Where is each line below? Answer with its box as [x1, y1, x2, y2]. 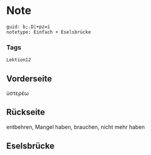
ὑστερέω [6, 89, 29, 97]
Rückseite [6, 107, 46, 117]
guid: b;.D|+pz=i [6, 24, 51, 30]
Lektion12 [6, 57, 32, 63]
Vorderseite [6, 74, 52, 84]
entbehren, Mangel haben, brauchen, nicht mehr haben [6, 123, 145, 131]
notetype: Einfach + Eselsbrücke [6, 29, 91, 35]
